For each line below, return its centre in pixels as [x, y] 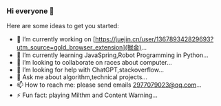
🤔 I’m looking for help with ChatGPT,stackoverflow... [90, 70]
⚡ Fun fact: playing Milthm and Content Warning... [87, 95]
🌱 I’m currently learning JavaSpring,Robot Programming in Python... [113, 55]
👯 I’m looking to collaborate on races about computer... [94, 63]
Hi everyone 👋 [30, 11]
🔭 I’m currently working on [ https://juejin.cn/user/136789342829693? [115, 39]
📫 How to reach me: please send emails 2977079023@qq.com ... [109, 85]
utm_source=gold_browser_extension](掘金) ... [82, 47]
